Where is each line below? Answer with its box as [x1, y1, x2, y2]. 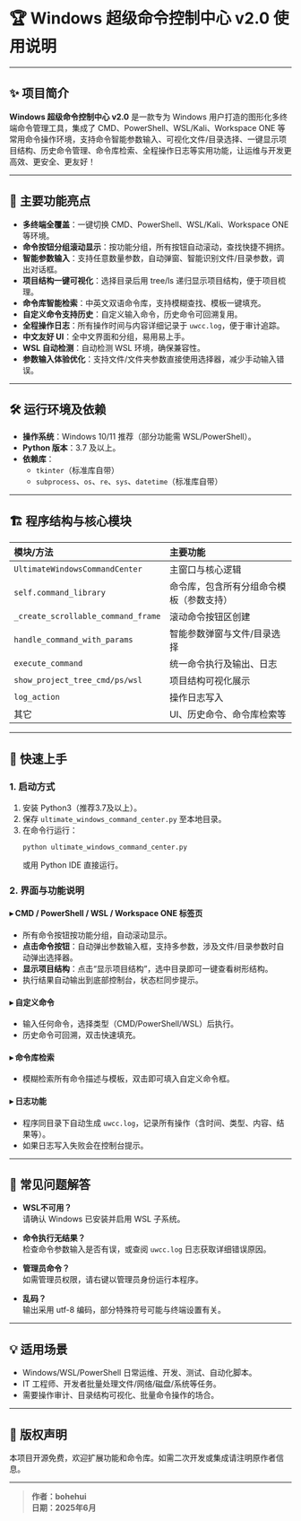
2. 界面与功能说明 [9, 884, 85, 896]
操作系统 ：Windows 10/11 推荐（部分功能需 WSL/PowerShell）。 [21, 432, 257, 442]
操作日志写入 [168, 692, 224, 704]
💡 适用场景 [9, 1342, 68, 1357]
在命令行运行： [21, 825, 78, 835]
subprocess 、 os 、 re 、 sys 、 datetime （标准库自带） [35, 476, 223, 487]
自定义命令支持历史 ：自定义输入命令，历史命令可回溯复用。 [21, 309, 243, 319]
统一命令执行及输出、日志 [168, 658, 278, 670]
